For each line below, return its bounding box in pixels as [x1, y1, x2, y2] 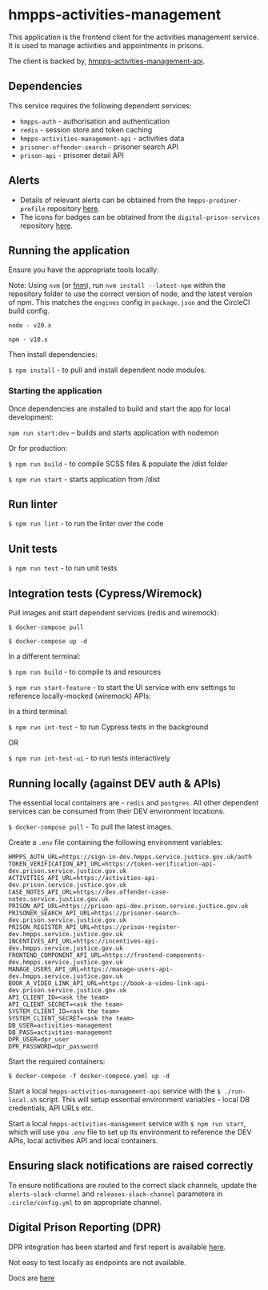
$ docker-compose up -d [8, 638, 88, 646]
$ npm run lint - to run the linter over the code [8, 519, 164, 529]
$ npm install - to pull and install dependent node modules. [8, 365, 206, 375]
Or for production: [8, 443, 68, 452]
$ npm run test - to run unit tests [8, 563, 118, 573]
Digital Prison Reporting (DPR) [8, 1221, 162, 1235]
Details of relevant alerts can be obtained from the [19, 195, 186, 205]
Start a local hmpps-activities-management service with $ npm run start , [8, 1118, 246, 1128]
